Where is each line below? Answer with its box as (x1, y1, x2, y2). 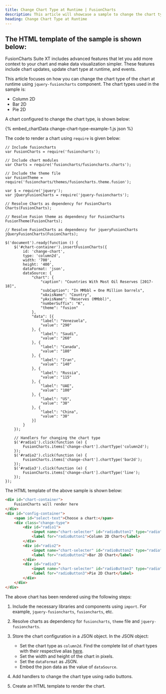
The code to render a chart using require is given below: (5, 135, 121, 141)
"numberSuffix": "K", (40, 301, 85, 306)
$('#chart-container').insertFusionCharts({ (14, 245, 107, 250)
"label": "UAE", (40, 384, 74, 389)
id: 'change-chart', (23, 249, 65, 254)
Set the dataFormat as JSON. (19, 658, 78, 664)
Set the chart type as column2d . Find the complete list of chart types (19, 642, 158, 648)
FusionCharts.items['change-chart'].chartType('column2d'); (23, 444, 149, 449)
